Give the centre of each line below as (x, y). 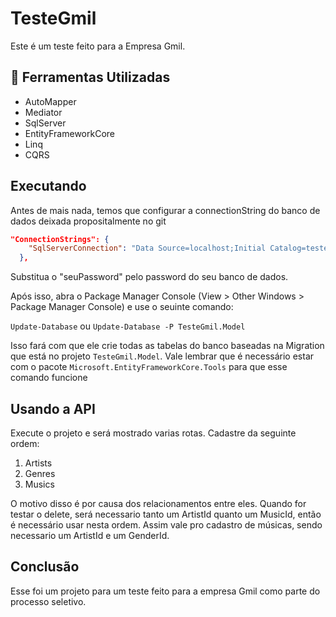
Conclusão (45, 567)
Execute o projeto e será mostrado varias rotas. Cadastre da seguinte (153, 433)
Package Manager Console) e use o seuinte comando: (122, 307)
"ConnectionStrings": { (60, 239)
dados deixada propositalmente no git (88, 221)
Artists (38, 463)
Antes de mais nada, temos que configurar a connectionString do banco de (165, 210)
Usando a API (53, 408)
